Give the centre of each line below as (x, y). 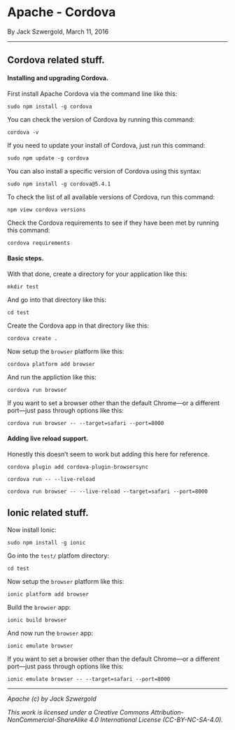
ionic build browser (37, 620)
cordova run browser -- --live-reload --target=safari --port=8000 (108, 491)
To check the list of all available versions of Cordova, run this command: (111, 197)
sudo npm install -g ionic (47, 542)
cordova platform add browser (51, 364)
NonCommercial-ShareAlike (48, 720)
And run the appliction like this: (52, 377)
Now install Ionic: (32, 530)
